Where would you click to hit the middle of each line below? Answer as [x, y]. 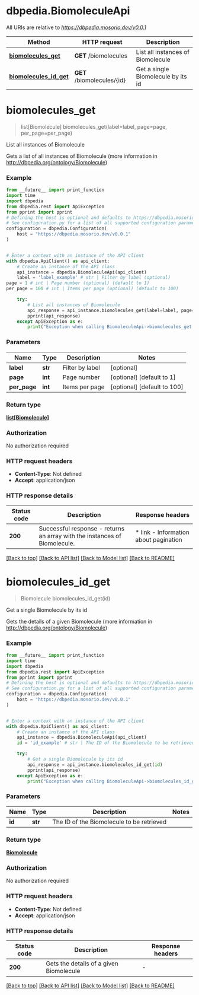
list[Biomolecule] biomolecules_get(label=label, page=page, [94, 126]
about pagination [159, 539]
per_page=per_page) [46, 133]
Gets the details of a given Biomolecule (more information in [79, 621]
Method [39, 42]
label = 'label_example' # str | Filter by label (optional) [94, 278]
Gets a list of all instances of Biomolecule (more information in [82, 156]
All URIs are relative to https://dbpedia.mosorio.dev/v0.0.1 [76, 27]
